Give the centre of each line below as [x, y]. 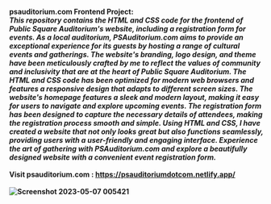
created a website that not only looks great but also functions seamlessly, [136, 131]
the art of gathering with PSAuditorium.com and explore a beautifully [128, 149]
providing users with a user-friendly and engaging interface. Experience [134, 140]
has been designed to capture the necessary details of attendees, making [136, 114]
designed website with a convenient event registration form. [113, 157]
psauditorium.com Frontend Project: [71, 12]
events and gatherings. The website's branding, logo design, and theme [133, 54]
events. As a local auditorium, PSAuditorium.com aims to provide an [127, 37]
